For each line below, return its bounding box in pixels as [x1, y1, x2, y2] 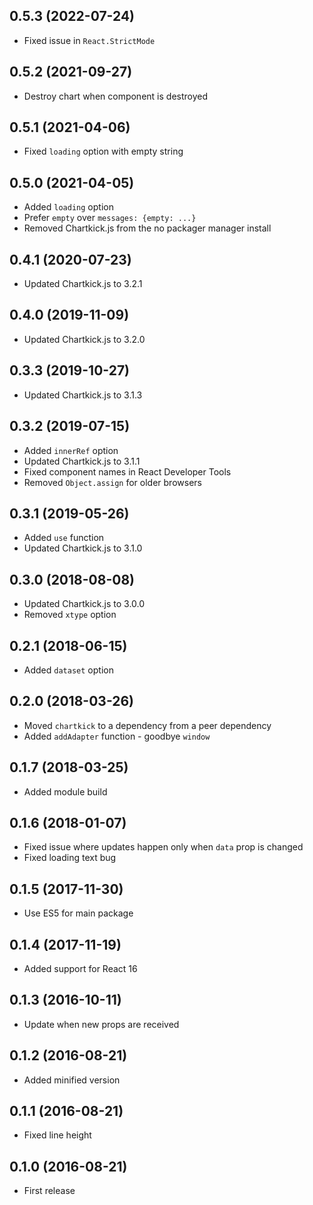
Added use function [23, 532, 105, 544]
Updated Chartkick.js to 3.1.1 [23, 455, 141, 467]
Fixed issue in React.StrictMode [23, 34, 156, 46]
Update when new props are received [23, 1018, 180, 1030]
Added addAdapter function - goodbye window [23, 730, 211, 742]
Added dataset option [23, 664, 114, 676]
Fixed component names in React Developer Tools [23, 465, 232, 478]
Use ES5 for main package [23, 907, 134, 919]
